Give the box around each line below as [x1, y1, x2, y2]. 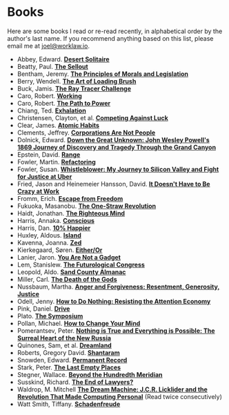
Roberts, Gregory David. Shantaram [17, 348, 120, 356]
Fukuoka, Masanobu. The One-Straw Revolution [17, 202, 157, 210]
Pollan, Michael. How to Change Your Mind [17, 319, 141, 327]
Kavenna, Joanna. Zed [17, 238, 82, 247]
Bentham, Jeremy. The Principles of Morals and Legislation [17, 70, 188, 78]
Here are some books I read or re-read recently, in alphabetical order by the [7, 27, 223, 35]
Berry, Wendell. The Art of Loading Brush [17, 77, 137, 85]
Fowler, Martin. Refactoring [17, 157, 96, 166]
